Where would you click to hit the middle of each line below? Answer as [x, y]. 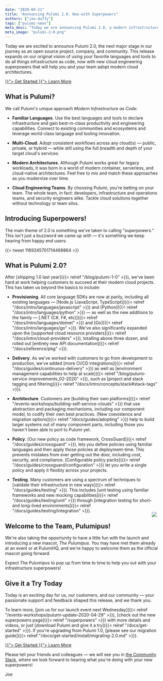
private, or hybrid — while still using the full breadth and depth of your [82, 148]
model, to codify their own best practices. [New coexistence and [77, 414]
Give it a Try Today [34, 583]
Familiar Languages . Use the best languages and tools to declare [78, 118]
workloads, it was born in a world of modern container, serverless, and [83, 168]
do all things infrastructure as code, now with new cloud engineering [73, 62]
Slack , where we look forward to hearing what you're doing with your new [79, 660]
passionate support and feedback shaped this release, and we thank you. [78, 601]
